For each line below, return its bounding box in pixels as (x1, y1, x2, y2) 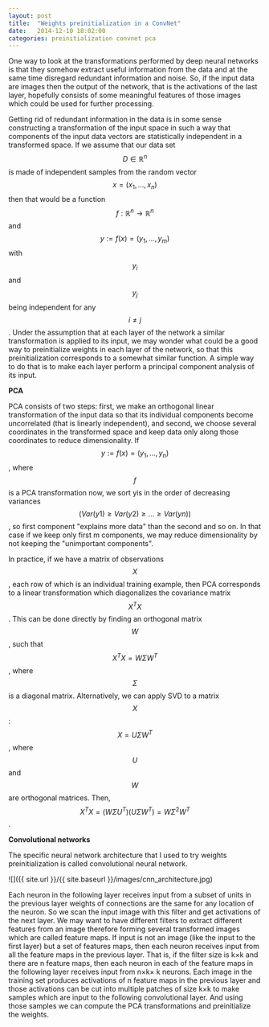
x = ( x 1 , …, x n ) (112, 179, 158, 191)
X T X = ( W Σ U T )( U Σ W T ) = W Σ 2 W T (79, 805, 190, 816)
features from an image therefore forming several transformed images (8, 924, 241, 934)
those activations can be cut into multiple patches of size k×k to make (8, 984, 240, 994)
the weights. (8, 1010, 50, 1020)
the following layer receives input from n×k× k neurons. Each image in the (8, 967, 253, 977)
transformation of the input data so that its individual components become (8, 409, 254, 419)
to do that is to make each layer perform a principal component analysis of (8, 361, 255, 371)
